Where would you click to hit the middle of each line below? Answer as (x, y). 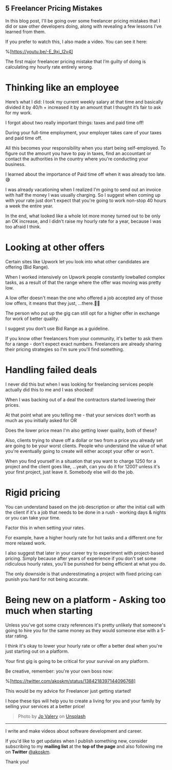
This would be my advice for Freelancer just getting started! (68, 691)
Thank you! (17, 762)
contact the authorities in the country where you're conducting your (77, 159)
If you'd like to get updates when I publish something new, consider (77, 741)
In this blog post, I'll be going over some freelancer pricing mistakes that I (83, 20)
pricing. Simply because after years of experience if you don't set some (81, 558)
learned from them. (26, 32)
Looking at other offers (55, 247)
